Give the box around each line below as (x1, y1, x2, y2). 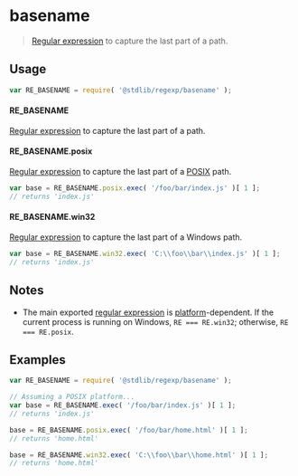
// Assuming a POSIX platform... (9, 393, 135, 402)
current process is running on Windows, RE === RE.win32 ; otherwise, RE (22, 316, 289, 327)
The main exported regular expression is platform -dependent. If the (22, 307, 274, 318)
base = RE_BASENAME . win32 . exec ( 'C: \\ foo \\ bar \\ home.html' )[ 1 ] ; (9, 450, 269, 460)
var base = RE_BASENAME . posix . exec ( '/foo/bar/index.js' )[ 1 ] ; (9, 184, 260, 193)
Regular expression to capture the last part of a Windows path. (9, 232, 243, 243)
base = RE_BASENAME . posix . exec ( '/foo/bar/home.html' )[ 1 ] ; (9, 425, 248, 434)
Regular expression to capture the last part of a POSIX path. (9, 167, 232, 177)
